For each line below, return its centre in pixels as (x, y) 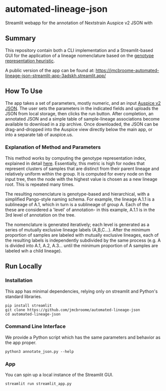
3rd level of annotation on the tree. (40, 215)
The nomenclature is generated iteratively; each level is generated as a (77, 224)
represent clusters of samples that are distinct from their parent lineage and (82, 169)
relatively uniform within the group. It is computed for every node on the (78, 174)
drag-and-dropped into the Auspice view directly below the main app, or (79, 129)
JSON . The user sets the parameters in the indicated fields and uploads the (82, 108)
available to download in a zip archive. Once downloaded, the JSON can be (82, 124)
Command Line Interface (35, 326)
